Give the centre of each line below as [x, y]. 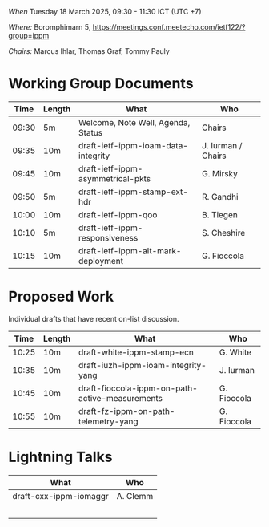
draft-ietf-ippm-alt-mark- [130, 250]
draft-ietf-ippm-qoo [118, 214]
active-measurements [120, 398]
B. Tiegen [219, 214]
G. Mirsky [219, 173]
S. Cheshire [223, 233]
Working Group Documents [101, 84]
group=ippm [29, 36]
